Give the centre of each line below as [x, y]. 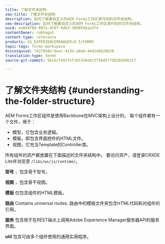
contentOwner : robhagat [30, 33]
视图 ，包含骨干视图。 [27, 182]
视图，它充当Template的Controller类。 [51, 145]
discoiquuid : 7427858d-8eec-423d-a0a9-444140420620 [59, 51]
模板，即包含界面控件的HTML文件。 [49, 138]
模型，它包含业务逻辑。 [36, 132]
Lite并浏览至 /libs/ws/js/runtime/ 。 [43, 162]
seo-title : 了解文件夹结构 [30, 14]
